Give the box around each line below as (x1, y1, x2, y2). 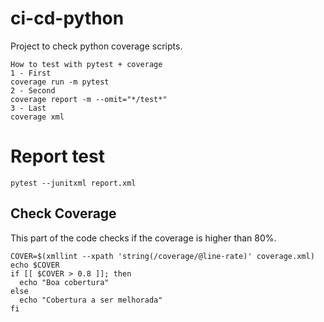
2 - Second (10, 85, 56, 96)
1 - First (10, 68, 52, 78)
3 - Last (10, 103, 47, 113)
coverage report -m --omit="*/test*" (10, 94, 168, 104)
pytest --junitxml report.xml (10, 178, 137, 188)
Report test (10, 145, 105, 168)
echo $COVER (10, 260, 60, 270)
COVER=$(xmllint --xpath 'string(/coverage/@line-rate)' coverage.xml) (10, 251, 315, 261)
